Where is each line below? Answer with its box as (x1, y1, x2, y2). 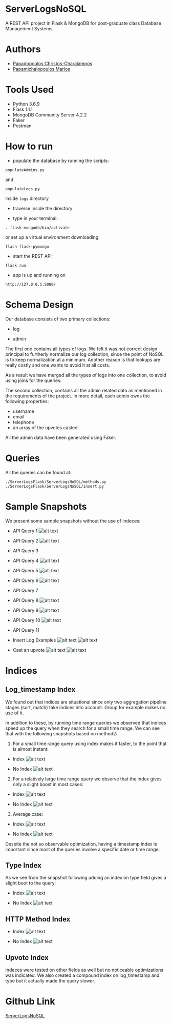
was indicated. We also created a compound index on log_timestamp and (5, 972, 160, 978)
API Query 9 (12, 607, 39, 613)
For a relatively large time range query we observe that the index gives (12, 775, 162, 782)
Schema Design (5, 298, 74, 310)
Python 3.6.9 (12, 101, 40, 107)
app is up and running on (12, 272, 66, 278)
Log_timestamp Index (5, 685, 76, 694)
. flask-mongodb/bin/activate (5, 225, 70, 230)
